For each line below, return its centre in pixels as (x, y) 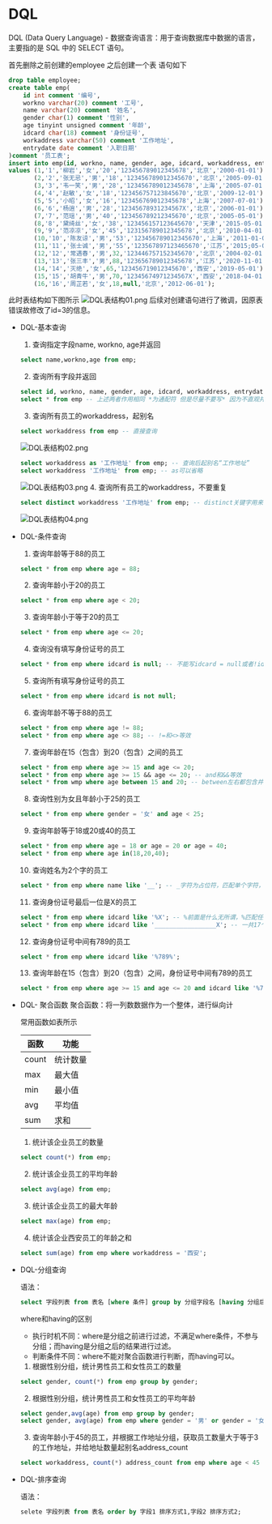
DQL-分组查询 (43, 1270)
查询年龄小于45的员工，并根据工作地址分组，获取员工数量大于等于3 (145, 1437)
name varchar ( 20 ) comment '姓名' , (80, 110)
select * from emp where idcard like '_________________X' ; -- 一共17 (140, 924)
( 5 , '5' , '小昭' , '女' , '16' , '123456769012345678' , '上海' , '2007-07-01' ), (150, 201)
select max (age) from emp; (66, 1221)
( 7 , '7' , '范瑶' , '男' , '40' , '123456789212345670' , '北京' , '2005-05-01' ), (150, 216)
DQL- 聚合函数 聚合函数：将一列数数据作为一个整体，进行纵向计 (126, 1005)
